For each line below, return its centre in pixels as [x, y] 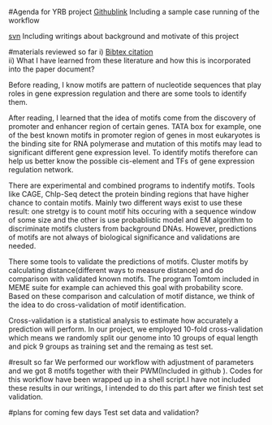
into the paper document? [52, 69]
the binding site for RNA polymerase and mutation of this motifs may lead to [135, 144]
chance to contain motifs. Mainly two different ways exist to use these [125, 203]
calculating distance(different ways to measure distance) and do [116, 270]
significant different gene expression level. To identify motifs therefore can [133, 152]
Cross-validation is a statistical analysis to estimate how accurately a [123, 321]
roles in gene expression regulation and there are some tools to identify [128, 93]
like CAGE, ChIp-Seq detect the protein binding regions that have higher [129, 194]
